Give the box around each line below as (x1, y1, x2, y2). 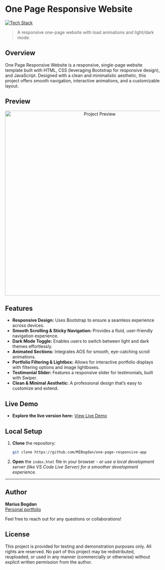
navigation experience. (12, 333, 59, 339)
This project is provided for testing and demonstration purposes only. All (5, 543, 152, 549)
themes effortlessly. (12, 344, 53, 350)
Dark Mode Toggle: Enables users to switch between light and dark (12, 338, 149, 344)
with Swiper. (12, 375, 38, 381)
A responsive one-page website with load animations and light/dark (17, 29, 154, 35)
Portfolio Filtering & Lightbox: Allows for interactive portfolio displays (12, 359, 154, 365)
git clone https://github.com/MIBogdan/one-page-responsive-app (12, 450, 147, 455)
